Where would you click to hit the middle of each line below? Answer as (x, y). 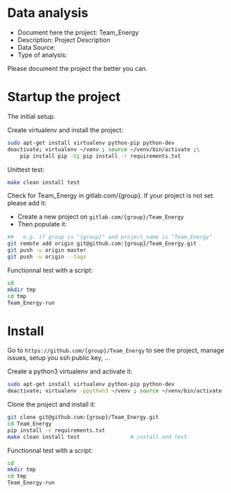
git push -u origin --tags (47, 257)
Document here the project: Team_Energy (78, 32)
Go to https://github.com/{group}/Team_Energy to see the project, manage (116, 350)
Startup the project (64, 97)
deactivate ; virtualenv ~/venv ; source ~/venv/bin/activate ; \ (104, 149)
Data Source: (37, 47)
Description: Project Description (64, 39)
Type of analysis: (42, 55)
